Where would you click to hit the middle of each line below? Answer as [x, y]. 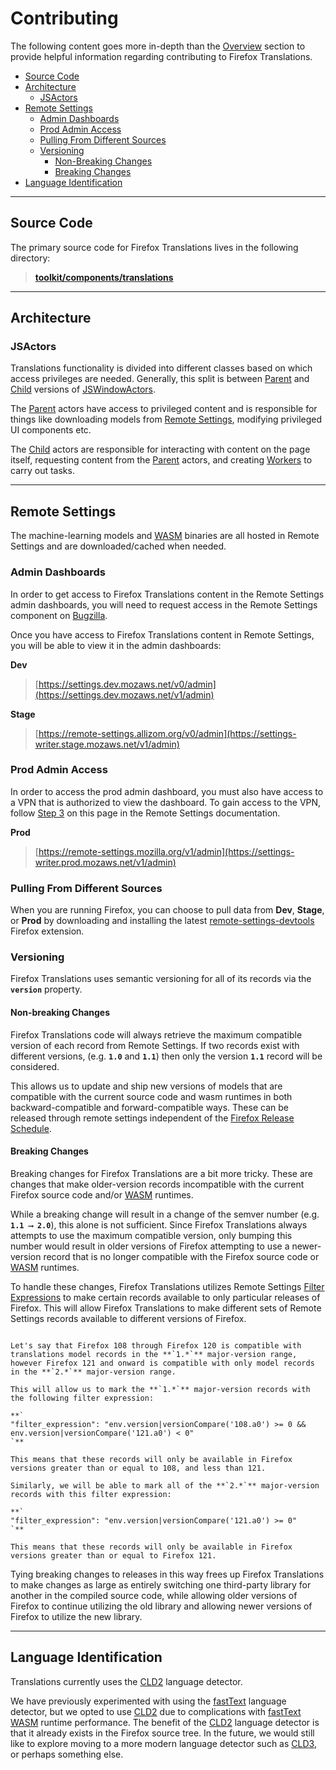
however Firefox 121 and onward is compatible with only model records [162, 1363]
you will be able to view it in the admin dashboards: [116, 645]
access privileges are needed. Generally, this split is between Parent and [160, 379]
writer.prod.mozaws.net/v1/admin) [105, 862]
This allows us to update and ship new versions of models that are [146, 1086]
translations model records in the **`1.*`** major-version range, [154, 1354]
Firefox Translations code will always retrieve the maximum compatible [156, 1034]
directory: [30, 258]
